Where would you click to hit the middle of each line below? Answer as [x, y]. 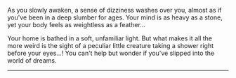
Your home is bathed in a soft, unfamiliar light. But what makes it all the [110, 38]
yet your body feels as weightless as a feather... [77, 25]
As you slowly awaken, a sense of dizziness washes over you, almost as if [114, 10]
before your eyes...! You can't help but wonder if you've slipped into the [111, 53]
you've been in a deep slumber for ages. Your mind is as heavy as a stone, [115, 17]
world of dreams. [32, 61]
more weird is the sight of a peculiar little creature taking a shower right [111, 46]
